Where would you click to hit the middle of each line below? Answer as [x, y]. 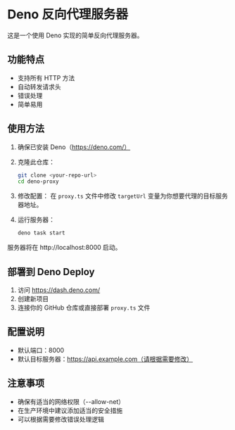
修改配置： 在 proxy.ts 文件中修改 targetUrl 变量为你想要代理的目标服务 [123, 196]
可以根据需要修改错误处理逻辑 [61, 419]
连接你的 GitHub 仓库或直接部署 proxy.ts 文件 [84, 308]
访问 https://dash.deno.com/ [59, 290]
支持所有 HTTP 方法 [46, 77]
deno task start [41, 233]
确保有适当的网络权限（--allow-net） [71, 401]
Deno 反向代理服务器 [68, 14]
